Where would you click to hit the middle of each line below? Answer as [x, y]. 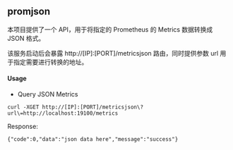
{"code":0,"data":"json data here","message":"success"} [93, 139]
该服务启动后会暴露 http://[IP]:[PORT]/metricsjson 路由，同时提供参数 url [113, 53]
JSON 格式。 [26, 38]
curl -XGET [23, 107]
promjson [29, 12]
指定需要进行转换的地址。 [50, 62]
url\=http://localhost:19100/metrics [63, 113]
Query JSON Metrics [48, 94]
